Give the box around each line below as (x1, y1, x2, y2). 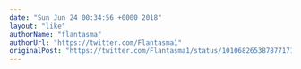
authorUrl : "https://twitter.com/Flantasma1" (9, 38, 182, 47)
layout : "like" (9, 22, 66, 30)
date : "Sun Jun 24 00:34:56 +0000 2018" (9, 13, 163, 22)
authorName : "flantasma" (9, 30, 102, 39)
